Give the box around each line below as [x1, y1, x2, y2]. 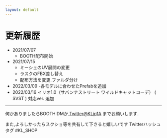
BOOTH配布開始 [19, 53, 53, 59]
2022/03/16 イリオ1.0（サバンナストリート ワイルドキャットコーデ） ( [12, 89, 157, 95]
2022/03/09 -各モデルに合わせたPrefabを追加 [12, 83, 107, 89]
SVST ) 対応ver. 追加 [12, 95, 55, 101]
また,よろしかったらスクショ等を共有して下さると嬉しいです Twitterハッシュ [5, 121, 161, 127]
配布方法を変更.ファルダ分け [19, 76, 78, 82]
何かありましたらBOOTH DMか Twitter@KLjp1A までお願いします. [5, 110, 139, 117]
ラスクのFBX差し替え [19, 70, 64, 76]
